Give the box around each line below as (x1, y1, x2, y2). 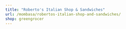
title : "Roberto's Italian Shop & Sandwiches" (5, 7, 105, 12)
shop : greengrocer (5, 16, 44, 21)
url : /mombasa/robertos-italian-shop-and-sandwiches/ (5, 12, 121, 17)
